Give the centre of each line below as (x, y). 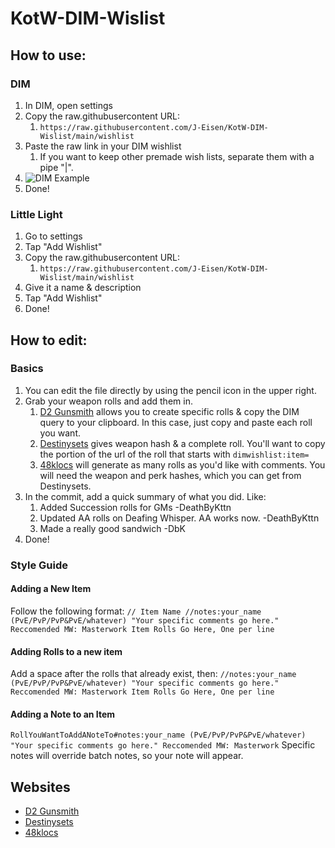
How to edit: (49, 340)
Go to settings (53, 236)
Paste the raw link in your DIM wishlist (103, 146)
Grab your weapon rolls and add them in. (108, 401)
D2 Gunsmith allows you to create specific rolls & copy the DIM (169, 411)
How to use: (48, 55)
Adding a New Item (51, 589)
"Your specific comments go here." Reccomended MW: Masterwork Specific (163, 745)
